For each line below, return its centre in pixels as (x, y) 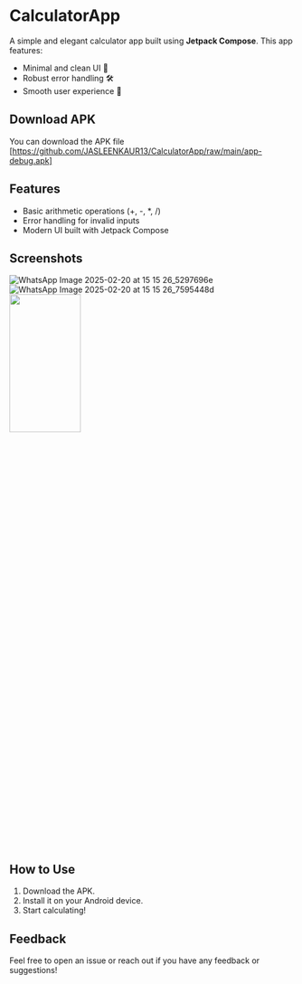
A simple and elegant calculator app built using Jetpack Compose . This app (151, 41)
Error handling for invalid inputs (81, 220)
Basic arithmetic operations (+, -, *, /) (91, 211)
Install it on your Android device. (83, 901)
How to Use (42, 869)
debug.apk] (31, 160)
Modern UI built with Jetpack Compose (95, 230)
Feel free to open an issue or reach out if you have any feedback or (135, 960)
